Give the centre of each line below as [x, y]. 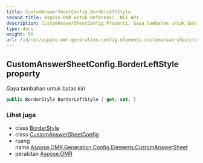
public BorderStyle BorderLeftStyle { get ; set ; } [71, 99]
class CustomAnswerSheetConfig [57, 134]
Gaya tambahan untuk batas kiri [46, 88]
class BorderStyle [37, 128]
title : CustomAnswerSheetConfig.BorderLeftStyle [69, 12]
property [23, 74]
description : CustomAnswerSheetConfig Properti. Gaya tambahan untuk [96, 23]
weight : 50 [20, 34]
